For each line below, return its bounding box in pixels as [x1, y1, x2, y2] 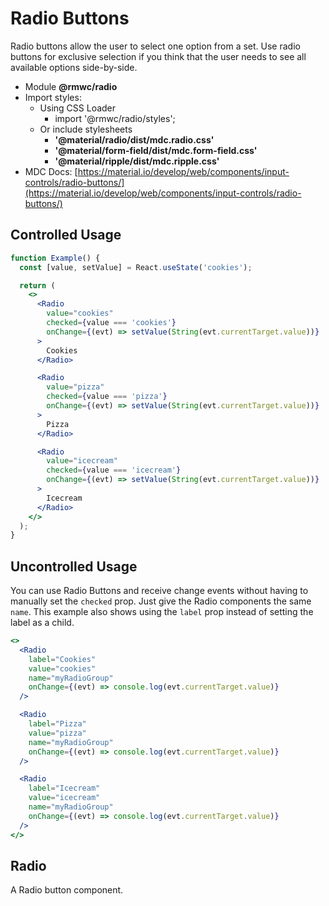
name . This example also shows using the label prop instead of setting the [10, 606, 314, 618]
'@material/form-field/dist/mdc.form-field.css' [54, 144, 258, 156]
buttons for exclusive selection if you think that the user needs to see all [10, 50, 307, 62]
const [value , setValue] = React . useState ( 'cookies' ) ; [19, 262, 253, 272]
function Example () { [10, 253, 101, 263]
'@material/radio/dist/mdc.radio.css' [54, 133, 215, 146]
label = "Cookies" [28, 654, 97, 664]
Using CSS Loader [39, 102, 117, 114]
